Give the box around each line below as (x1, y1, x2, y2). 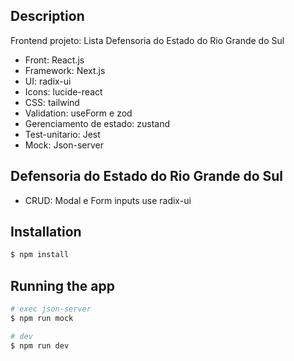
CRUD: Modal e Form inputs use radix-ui (24, 194, 192, 206)
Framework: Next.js (24, 64, 106, 76)
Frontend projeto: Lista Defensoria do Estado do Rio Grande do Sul (10, 34, 285, 46)
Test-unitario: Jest (24, 128, 101, 140)
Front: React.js (24, 54, 85, 66)
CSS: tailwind (24, 96, 80, 108)
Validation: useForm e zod (24, 107, 133, 119)
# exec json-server (10, 304, 92, 314)
